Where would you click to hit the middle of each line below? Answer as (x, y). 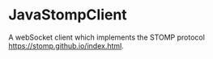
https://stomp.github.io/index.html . (66, 45)
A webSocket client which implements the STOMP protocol (106, 37)
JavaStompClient (68, 15)
